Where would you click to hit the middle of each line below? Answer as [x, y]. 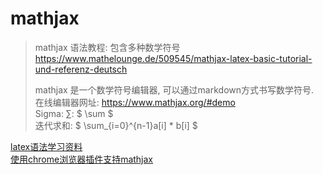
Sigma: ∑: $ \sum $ [74, 113]
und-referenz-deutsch [81, 69]
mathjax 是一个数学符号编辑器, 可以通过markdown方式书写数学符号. [174, 89]
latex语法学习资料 [46, 146]
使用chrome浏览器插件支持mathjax [82, 159]
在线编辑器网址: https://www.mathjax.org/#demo [135, 102]
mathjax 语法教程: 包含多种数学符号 [107, 47]
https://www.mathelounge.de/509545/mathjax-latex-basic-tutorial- [173, 58]
